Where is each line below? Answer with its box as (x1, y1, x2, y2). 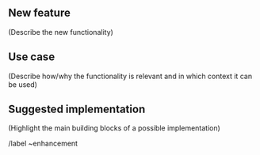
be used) (8, 79, 38, 89)
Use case (8, 51, 55, 64)
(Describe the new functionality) (8, 27, 113, 36)
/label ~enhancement (8, 138, 78, 149)
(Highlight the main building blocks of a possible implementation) (8, 123, 220, 133)
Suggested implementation (8, 103, 146, 116)
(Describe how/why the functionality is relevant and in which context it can (8, 71, 252, 81)
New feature (8, 6, 71, 20)
